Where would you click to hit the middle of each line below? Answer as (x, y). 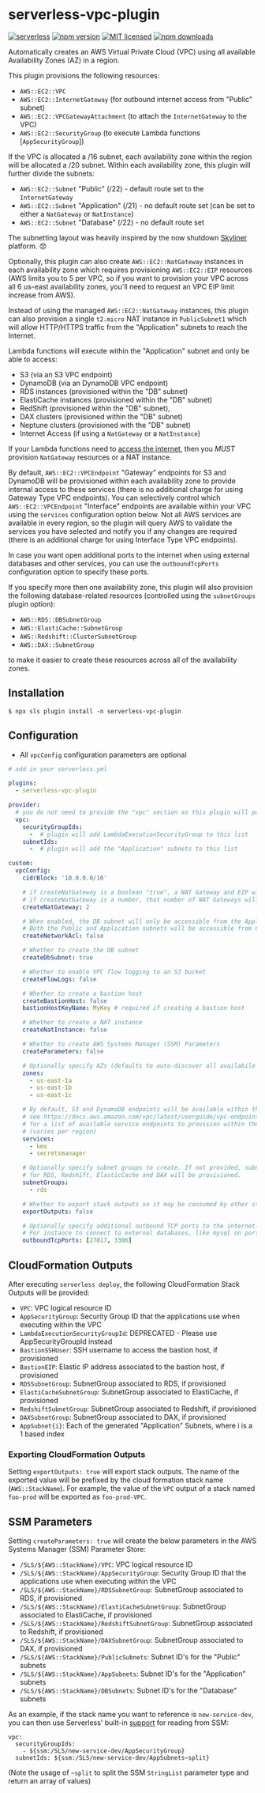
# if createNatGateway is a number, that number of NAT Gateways (132, 899)
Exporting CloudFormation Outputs (77, 1454)
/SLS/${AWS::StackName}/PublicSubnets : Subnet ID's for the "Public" (130, 1657)
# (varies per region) (60, 1131)
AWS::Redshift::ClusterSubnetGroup (78, 637)
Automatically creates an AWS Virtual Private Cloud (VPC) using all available (132, 51)
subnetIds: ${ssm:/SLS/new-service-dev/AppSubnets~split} (113, 1758)
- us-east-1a (50, 1080)
